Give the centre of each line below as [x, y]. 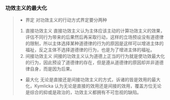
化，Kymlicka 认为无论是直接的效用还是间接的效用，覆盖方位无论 [93, 86]
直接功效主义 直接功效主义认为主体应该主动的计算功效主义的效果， [95, 31]
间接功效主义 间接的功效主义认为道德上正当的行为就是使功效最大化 [95, 56]
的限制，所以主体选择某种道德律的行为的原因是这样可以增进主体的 [94, 44]
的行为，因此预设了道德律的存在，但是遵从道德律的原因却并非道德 [94, 62]
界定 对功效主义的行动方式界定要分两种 [66, 20]
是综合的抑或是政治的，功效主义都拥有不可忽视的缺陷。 [83, 92]
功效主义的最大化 [26, 8]
